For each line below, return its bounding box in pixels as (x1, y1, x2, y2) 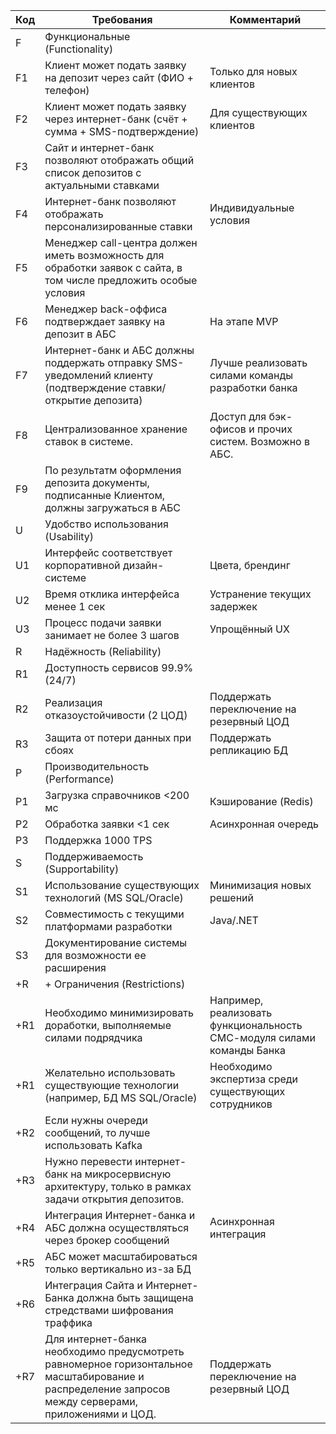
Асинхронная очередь (209, 817, 320, 831)
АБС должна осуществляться (44, 1221, 190, 1234)
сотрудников (209, 1097, 273, 1111)
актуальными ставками (44, 179, 160, 192)
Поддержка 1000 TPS (44, 834, 153, 847)
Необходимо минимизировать (44, 1006, 194, 1019)
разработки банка (209, 381, 298, 394)
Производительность (44, 760, 150, 773)
